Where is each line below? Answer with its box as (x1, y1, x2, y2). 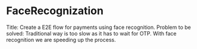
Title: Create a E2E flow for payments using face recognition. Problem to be (6, 24, 192, 31)
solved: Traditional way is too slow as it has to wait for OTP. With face (6, 30, 177, 37)
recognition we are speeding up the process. (6, 36, 116, 43)
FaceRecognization (6, 4, 104, 18)
